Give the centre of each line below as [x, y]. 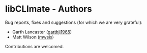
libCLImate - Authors [49, 9]
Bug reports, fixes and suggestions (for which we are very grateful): [74, 22]
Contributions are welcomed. [34, 46]
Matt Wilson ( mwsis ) [33, 37]
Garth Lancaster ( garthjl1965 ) [42, 32]
